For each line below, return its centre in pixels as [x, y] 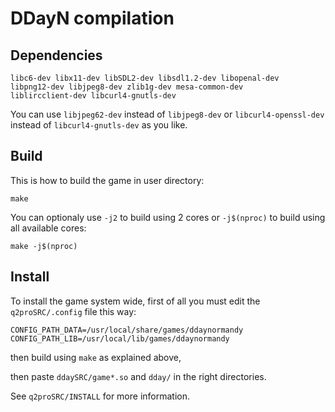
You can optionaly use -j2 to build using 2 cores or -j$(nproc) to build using [168, 217]
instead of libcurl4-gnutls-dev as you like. [99, 125]
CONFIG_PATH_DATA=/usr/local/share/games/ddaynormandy [127, 330]
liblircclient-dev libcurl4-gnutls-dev [93, 96]
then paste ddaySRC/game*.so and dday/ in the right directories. [138, 376]
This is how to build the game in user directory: [107, 180]
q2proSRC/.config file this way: [73, 311]
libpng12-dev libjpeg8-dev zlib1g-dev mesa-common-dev [127, 87]
